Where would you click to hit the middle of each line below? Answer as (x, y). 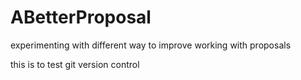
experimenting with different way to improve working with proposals (151, 45)
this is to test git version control (75, 64)
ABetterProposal (81, 17)
